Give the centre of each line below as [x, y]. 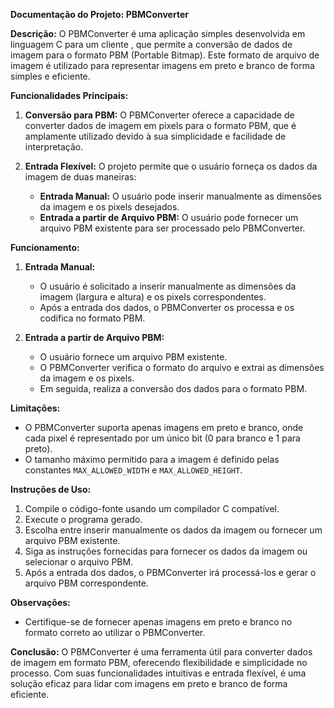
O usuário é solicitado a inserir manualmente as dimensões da [168, 286]
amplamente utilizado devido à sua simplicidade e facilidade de [155, 136]
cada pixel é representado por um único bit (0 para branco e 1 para [162, 438]
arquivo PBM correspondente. [86, 583]
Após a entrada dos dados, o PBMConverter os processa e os [167, 307]
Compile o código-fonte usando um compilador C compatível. [152, 508]
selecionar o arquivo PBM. [79, 562]
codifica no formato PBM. [92, 318]
